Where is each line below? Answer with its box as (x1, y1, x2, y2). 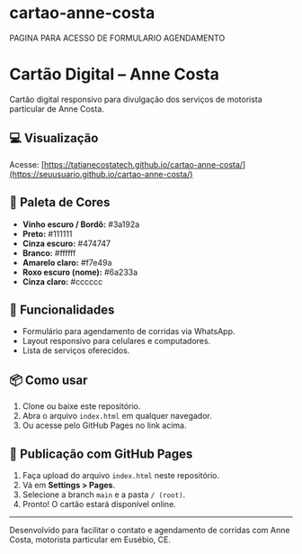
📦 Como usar (9, 372, 88, 387)
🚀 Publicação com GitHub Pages (9, 446, 193, 461)
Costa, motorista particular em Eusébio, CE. (9, 534, 171, 545)
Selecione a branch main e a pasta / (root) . (22, 489, 186, 500)
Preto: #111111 (22, 228, 73, 239)
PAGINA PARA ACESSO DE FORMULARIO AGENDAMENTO (9, 32, 226, 43)
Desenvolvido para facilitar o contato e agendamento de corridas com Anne (9, 524, 290, 535)
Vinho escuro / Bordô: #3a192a (22, 219, 140, 230)
